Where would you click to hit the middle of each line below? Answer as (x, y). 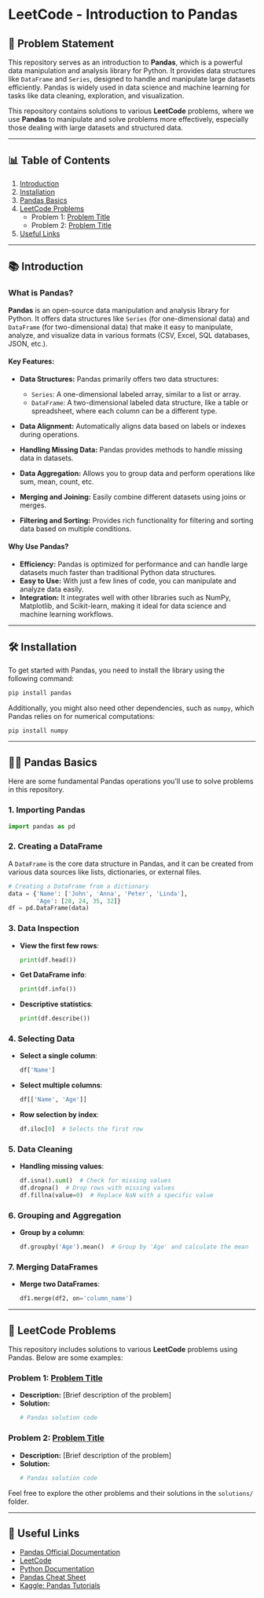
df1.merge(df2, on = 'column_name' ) (76, 1299)
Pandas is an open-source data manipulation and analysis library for (119, 310)
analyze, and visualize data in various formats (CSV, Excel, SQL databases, (129, 335)
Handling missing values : (62, 1166)
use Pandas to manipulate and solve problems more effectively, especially (128, 119)
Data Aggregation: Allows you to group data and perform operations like (137, 473)
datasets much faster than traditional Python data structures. (118, 572)
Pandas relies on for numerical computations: (82, 716)
